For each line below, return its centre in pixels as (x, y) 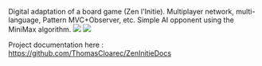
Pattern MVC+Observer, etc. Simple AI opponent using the (139, 20)
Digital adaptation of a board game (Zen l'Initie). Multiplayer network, (121, 12)
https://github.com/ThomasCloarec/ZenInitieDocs (90, 53)
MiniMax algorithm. (40, 29)
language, (25, 20)
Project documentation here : (56, 45)
